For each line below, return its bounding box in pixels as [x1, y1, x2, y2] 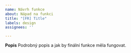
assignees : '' [5, 25, 34, 30]
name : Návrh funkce [5, 7, 45, 12]
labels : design [5, 20, 36, 26]
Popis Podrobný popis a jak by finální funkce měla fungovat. [5, 42, 126, 48]
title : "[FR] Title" [5, 16, 47, 21]
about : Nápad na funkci [5, 12, 54, 16]
